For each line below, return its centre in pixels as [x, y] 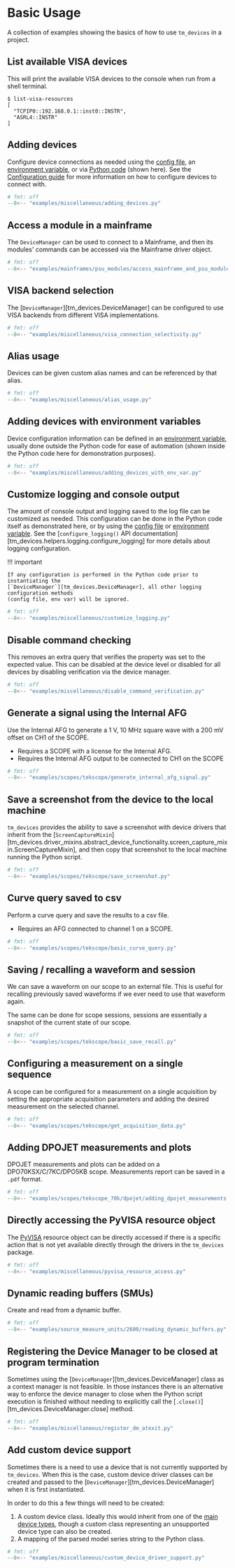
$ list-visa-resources [40, 99]
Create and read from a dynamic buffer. [64, 1310]
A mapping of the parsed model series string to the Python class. [111, 1539]
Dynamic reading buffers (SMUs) [80, 1293]
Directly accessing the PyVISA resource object [111, 1220]
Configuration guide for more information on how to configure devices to [112, 176]
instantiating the [34, 581]
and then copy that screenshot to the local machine [153, 849]
